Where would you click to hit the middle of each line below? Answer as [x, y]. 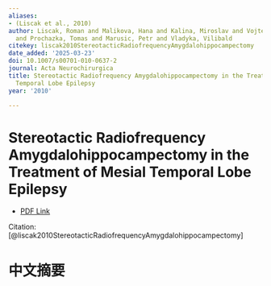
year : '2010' [30, 91]
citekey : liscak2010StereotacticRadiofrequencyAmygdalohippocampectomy [131, 46]
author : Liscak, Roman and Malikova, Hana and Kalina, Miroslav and [126, 31]
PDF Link [35, 211]
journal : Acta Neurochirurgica [61, 68]
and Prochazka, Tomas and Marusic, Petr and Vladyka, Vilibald [124, 38]
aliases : [23, 16]
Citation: [22, 227]
